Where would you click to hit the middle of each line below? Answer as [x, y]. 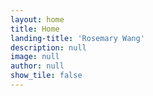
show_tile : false [46, 76]
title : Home [35, 29]
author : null [37, 66]
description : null [48, 47]
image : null [35, 57]
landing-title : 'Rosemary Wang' [77, 38]
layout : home [37, 19]
